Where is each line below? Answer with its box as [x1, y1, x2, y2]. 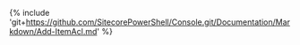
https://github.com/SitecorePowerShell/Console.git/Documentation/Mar [25, 17, 291, 27]
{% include [9, 8, 50, 18]
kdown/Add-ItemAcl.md [9, 26, 98, 36]
